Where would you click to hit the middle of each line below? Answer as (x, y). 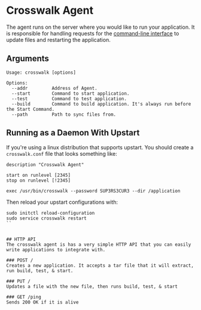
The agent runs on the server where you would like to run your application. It (100, 27)
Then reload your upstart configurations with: (62, 202)
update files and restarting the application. (58, 40)
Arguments (28, 58)
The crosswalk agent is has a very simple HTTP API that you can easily (99, 244)
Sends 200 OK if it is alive (42, 302)
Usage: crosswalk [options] (41, 73)
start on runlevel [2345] (38, 175)
